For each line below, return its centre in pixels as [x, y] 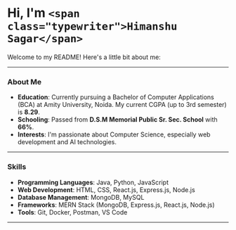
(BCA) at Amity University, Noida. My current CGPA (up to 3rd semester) [122, 105]
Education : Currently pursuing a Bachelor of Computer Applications [116, 97]
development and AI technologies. [67, 142]
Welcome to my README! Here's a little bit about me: [84, 57]
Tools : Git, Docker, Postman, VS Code [72, 212]
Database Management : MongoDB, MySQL [81, 197]
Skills [17, 167]
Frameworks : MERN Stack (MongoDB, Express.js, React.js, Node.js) [116, 205]
